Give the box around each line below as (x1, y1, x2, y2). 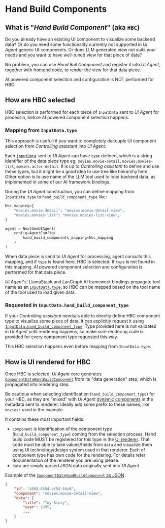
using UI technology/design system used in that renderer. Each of (12, 447, 145, 453)
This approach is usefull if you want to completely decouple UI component (5, 138, 157, 144)
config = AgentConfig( (14, 231, 56, 236)
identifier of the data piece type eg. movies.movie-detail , (5, 158, 122, 164)
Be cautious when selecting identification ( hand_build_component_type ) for (5, 391, 155, 397)
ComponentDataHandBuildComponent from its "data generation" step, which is (5, 376, 157, 382)
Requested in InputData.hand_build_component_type (5, 302, 129, 308)
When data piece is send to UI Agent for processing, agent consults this (5, 253, 151, 259)
